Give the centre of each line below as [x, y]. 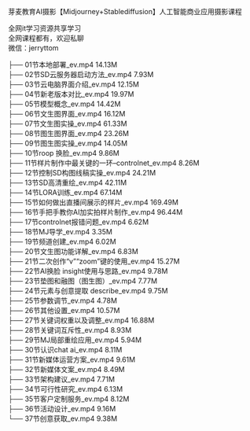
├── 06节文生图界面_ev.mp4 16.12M [67, 114]
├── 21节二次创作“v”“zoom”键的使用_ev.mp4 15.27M [94, 261]
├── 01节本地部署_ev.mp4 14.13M [63, 64]
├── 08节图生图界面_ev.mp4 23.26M [69, 133]
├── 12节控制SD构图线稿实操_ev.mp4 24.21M [82, 173]
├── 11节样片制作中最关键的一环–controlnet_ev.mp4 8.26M [104, 163]
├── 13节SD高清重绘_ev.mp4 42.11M [68, 182]
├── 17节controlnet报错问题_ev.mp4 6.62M [79, 222]
